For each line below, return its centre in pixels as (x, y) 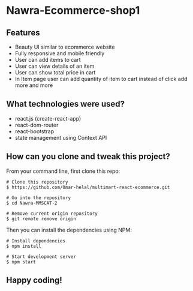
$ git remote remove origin (41, 219)
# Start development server (41, 256)
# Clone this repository (37, 182)
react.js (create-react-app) (48, 118)
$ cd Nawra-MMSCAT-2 (32, 203)
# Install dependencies (36, 241)
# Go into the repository (38, 198)
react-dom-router (37, 125)
